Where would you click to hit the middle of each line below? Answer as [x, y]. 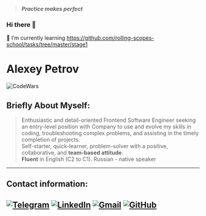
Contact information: [47, 184]
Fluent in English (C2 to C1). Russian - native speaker [89, 159]
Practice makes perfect [52, 9]
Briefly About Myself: [48, 106]
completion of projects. [51, 140]
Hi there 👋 [21, 24]
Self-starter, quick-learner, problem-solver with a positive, [95, 146]
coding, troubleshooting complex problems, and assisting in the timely [110, 133]
